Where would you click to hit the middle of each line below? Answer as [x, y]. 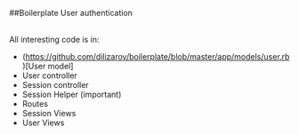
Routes [35, 104]
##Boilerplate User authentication [71, 13]
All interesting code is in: [54, 40]
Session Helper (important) [72, 94]
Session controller [55, 85]
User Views [43, 123]
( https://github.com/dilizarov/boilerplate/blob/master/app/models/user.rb [156, 56]
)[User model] [48, 66]
